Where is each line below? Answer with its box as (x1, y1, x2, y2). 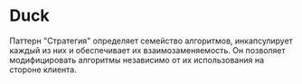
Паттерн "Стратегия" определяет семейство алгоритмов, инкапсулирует (9, 35, 294, 46)
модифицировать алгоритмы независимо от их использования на (9, 54, 265, 65)
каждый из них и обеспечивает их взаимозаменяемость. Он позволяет (9, 44, 287, 55)
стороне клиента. (9, 64, 77, 75)
